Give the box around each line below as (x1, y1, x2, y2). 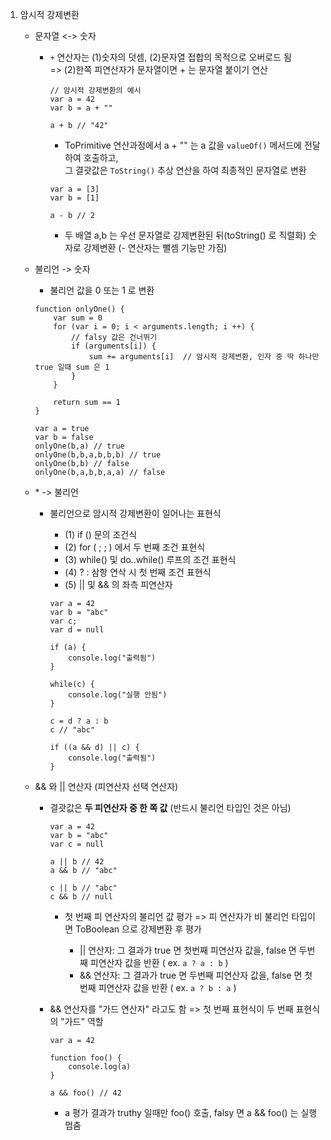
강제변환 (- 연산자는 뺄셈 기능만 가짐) (83, 242, 228, 253)
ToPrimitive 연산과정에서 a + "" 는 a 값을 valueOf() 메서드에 (64, 139, 303, 151)
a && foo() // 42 (49, 1088, 122, 1098)
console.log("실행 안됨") (68, 690, 168, 700)
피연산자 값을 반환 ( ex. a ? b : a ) (98, 982, 237, 993)
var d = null (49, 625, 105, 635)
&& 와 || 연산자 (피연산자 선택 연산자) (34, 781, 179, 792)
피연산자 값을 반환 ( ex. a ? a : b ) (89, 957, 229, 968)
